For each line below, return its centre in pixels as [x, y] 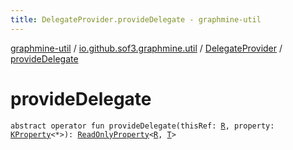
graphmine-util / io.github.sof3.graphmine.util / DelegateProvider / [146, 48]
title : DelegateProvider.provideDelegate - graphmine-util [136, 19]
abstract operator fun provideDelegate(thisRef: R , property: [142, 126]
